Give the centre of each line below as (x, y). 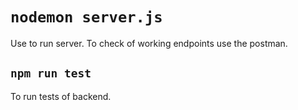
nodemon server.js (86, 17)
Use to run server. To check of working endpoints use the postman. (149, 43)
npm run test (51, 73)
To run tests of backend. (61, 96)
